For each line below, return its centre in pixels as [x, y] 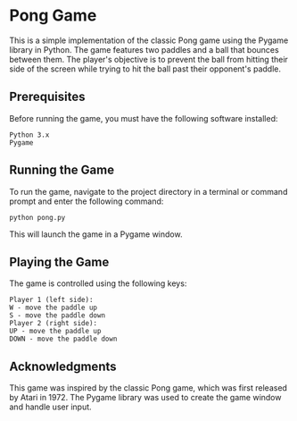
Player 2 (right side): [54, 324]
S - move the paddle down [57, 316]
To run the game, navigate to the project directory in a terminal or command [148, 191]
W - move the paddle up [54, 308]
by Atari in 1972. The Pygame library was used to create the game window [145, 398]
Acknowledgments [63, 366]
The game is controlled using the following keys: [98, 283]
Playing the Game [59, 261]
